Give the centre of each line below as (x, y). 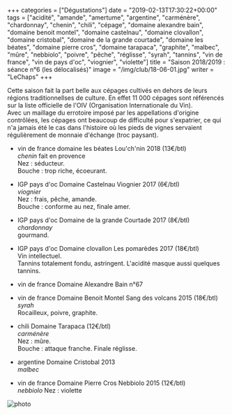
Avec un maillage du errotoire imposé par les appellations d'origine (103, 112)
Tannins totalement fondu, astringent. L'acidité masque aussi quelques (119, 263)
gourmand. (33, 235)
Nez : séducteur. (41, 163)
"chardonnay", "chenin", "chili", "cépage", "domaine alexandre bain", (106, 25)
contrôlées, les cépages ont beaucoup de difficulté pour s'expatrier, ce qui (114, 120)
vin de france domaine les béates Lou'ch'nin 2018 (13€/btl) (102, 148)
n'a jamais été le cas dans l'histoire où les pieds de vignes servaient (105, 128)
